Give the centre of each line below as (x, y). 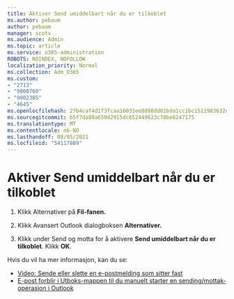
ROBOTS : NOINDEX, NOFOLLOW (46, 59)
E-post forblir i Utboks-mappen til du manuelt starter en (97, 281)
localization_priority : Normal (53, 66)
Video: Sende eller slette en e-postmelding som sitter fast (100, 273)
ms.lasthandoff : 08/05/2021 (48, 137)
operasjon (32, 288)
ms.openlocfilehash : (37, 111)
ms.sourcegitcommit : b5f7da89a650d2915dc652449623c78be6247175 (101, 117)
